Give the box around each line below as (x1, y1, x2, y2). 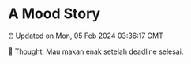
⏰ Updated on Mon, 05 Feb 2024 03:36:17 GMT (8, 31, 163, 40)
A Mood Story (8, 5, 101, 23)
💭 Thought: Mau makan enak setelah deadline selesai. (8, 47, 184, 56)
